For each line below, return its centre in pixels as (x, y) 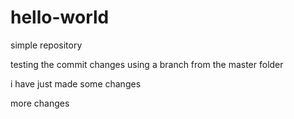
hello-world (60, 17)
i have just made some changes (76, 83)
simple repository (46, 45)
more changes (40, 103)
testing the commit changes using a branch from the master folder (147, 64)
